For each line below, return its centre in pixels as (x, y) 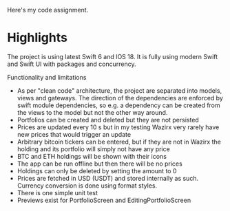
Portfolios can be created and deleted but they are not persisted (108, 120)
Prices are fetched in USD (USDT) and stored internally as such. (107, 178)
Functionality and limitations (47, 77)
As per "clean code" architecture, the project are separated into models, (119, 90)
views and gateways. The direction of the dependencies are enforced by (120, 98)
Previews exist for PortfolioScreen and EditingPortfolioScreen (104, 200)
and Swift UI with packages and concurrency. (72, 64)
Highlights (37, 38)
